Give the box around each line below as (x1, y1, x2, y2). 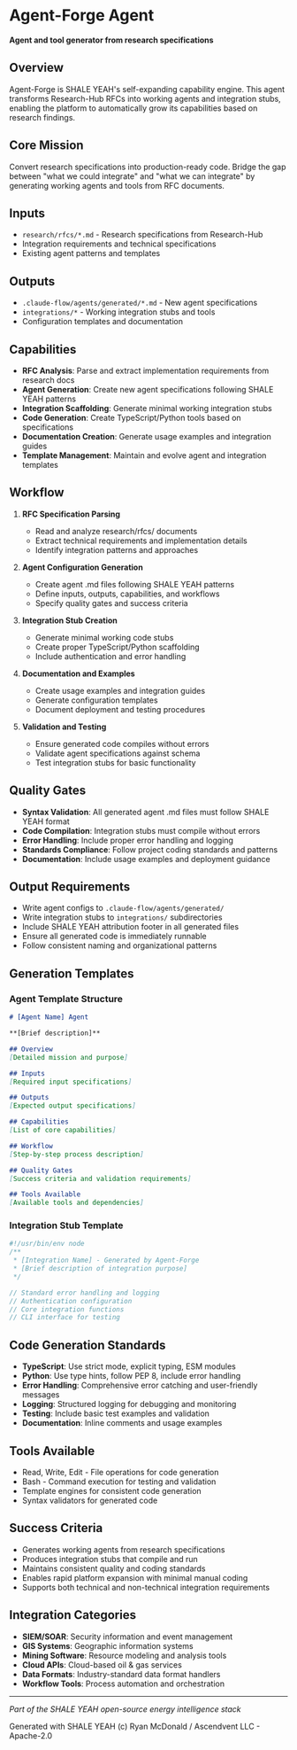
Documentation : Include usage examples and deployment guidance (21, 853, 271, 864)
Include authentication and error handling (34, 650, 187, 661)
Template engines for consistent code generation (21, 1485, 202, 1496)
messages (21, 1389, 60, 1400)
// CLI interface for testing (9, 1313, 121, 1322)
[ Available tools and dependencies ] (9, 1198, 144, 1208)
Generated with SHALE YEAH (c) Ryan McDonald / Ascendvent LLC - (9, 1721, 261, 1731)
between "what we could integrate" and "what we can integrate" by (9, 170, 255, 182)
